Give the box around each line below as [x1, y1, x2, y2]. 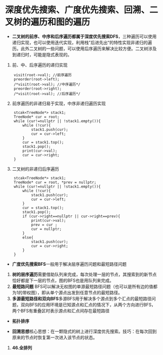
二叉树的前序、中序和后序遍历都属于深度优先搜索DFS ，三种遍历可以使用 [12, 33, 157, 39]
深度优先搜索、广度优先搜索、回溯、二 [5, 4, 159, 16]
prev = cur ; [31, 222, 57, 227]
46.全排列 [12, 345, 33, 351]
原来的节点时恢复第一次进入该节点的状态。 [12, 334, 98, 340]
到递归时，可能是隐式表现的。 [12, 51, 72, 57]
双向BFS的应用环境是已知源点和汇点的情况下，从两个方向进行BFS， [20, 302, 156, 307]
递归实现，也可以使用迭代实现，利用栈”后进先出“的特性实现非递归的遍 [12, 39, 152, 45]
